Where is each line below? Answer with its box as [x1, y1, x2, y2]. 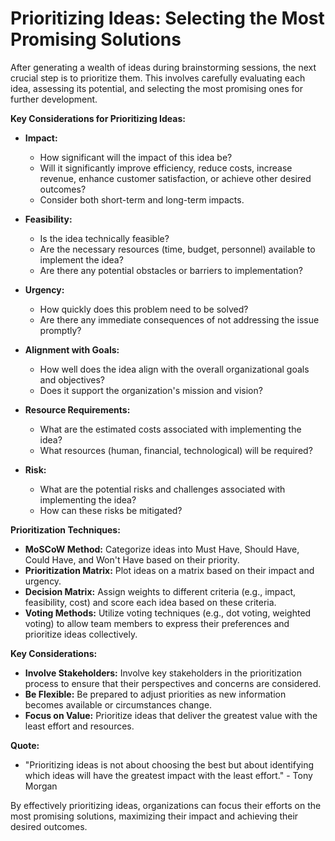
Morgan [24, 780, 58, 792]
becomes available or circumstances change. [24, 698, 213, 711]
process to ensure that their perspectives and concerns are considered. [24, 677, 322, 689]
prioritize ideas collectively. [24, 628, 138, 640]
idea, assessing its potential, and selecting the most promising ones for [10, 82, 303, 94]
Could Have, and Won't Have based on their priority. [24, 553, 240, 566]
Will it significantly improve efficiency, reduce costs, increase [39, 162, 293, 174]
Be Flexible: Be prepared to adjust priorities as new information [24, 688, 287, 700]
